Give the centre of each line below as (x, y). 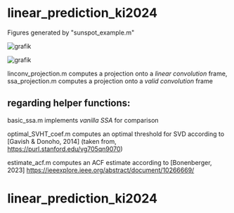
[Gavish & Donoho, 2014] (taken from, (62, 141)
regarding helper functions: (69, 103)
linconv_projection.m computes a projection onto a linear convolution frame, (117, 73)
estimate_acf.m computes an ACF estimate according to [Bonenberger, (110, 162)
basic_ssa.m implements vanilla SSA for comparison (83, 120)
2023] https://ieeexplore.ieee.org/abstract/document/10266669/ (101, 170)
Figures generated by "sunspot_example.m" (71, 32)
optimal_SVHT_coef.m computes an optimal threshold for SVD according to (116, 134)
